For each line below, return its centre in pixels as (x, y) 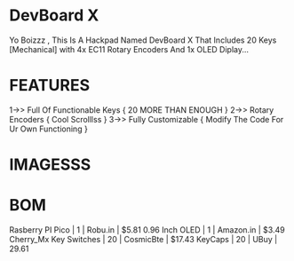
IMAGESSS (50, 165)
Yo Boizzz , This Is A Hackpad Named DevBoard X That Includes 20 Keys (143, 40)
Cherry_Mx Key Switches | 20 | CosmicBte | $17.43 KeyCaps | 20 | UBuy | (143, 239)
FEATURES (50, 86)
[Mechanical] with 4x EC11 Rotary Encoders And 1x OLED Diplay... (129, 49)
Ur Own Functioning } (49, 129)
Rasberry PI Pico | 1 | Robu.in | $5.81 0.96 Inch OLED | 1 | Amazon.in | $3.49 (147, 230)
